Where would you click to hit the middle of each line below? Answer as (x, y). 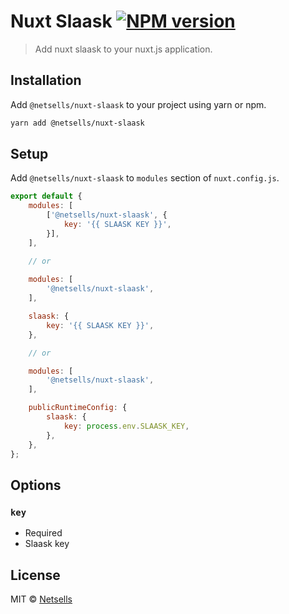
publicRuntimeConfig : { (78, 408)
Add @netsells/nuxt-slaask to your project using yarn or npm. (138, 104)
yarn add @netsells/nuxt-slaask (77, 123)
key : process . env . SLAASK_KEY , (126, 426)
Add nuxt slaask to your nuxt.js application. (123, 49)
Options (36, 485)
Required (43, 533)
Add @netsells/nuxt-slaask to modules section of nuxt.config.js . (145, 178)
